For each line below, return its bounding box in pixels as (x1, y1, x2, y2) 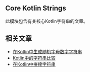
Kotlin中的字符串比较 (12, 55, 56, 61)
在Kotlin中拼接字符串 (12, 61, 56, 67)
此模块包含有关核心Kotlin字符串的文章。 (5, 18, 88, 24)
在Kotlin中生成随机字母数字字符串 (12, 48, 82, 54)
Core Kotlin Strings (5, 4, 67, 13)
